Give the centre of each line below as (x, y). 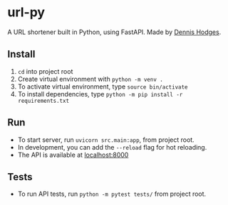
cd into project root (45, 71)
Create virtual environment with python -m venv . (90, 79)
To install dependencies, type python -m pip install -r (100, 94)
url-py (26, 12)
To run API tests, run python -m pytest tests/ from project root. (112, 194)
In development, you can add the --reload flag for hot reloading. (112, 147)
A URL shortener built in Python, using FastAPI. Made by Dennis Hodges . (114, 32)
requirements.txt (43, 101)
